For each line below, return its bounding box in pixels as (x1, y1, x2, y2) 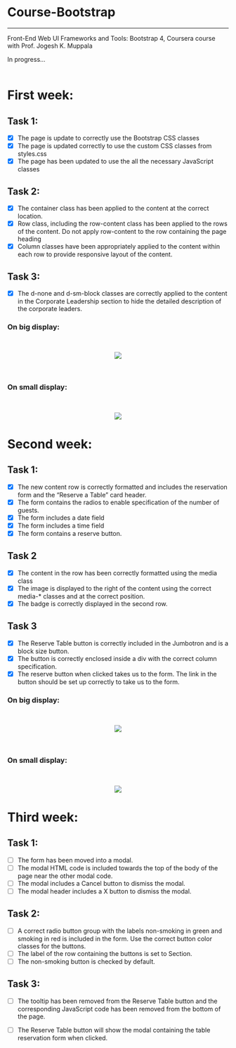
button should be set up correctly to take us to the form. (17, 677, 181, 686)
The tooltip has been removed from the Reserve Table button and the (17, 997, 218, 1005)
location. (17, 212, 44, 220)
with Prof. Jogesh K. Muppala (7, 41, 93, 50)
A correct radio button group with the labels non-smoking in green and (17, 926, 223, 935)
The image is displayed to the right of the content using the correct (17, 584, 212, 592)
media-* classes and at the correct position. (17, 591, 145, 601)
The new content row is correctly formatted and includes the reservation (17, 483, 228, 491)
